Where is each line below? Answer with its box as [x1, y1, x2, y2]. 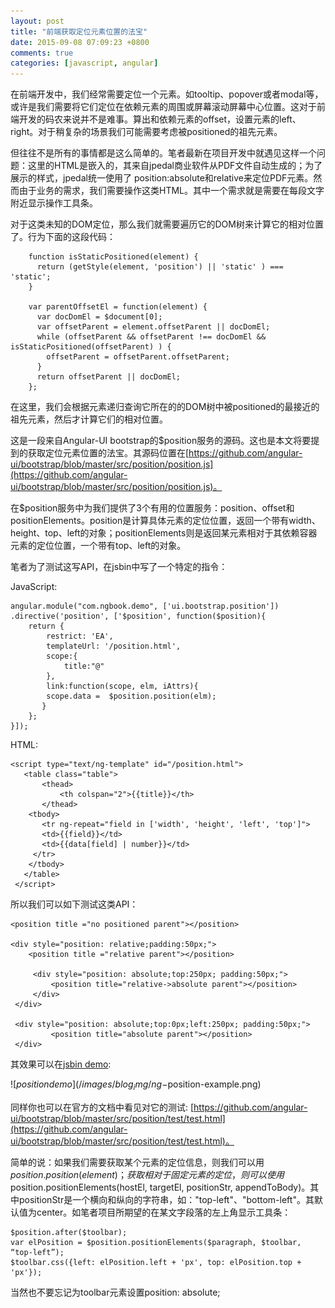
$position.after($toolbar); [10, 1227, 128, 1237]
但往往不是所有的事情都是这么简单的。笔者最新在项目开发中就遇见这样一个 [10, 147, 317, 159]
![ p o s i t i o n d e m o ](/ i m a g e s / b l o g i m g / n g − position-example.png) [10, 1078, 262, 1092]
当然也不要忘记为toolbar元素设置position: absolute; [10, 1286, 221, 1298]
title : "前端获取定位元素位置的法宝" [10, 26, 148, 37]
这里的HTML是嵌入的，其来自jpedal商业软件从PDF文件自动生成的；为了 [27, 160, 323, 172]
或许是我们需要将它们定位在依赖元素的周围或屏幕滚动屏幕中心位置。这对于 [10, 101, 317, 113]
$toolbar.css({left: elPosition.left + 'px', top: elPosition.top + [10, 1257, 302, 1267]
